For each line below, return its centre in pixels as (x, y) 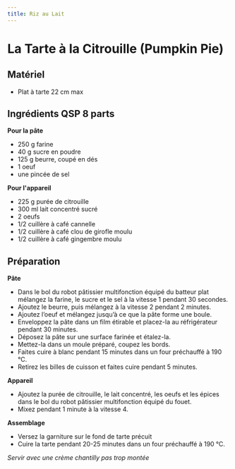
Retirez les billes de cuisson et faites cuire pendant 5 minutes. (107, 367)
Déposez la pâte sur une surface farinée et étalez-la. (94, 337)
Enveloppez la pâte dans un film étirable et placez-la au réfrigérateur (117, 322)
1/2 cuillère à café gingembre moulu (70, 239)
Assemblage (26, 423)
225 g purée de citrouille (53, 202)
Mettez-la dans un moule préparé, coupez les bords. (94, 345)
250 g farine (35, 145)
